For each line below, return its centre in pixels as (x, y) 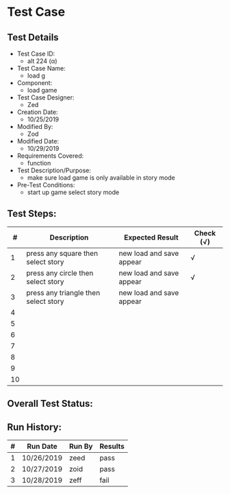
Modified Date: (38, 141)
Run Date (42, 447)
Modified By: (35, 127)
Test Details (33, 37)
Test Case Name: (41, 68)
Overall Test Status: (50, 404)
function (39, 163)
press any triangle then (63, 292)
